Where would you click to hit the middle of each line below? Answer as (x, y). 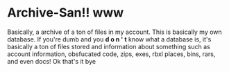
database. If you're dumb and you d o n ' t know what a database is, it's (109, 39)
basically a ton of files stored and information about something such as (109, 46)
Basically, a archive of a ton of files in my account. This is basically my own (114, 32)
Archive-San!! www (66, 13)
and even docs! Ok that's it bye (51, 61)
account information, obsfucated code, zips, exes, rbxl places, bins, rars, (111, 54)
